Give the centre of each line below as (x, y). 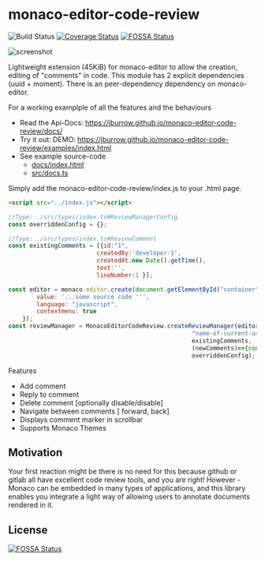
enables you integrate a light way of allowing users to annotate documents (129, 497)
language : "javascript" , (77, 304)
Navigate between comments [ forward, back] (94, 411)
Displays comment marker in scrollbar (81, 419)
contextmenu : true (67, 312)
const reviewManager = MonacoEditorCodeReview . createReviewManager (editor (134, 326)
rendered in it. (31, 505)
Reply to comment (49, 394)
